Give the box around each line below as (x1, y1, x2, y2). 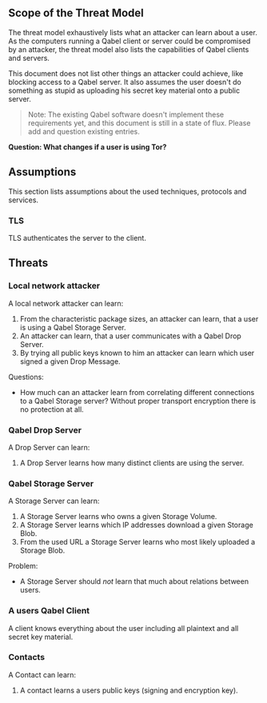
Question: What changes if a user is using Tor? (8, 142, 167, 151)
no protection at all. (19, 404, 84, 414)
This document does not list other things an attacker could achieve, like (8, 68, 244, 78)
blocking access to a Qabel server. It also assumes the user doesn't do (8, 77, 241, 86)
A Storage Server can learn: (8, 496, 100, 506)
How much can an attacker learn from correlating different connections (19, 387, 255, 397)
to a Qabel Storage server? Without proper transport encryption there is (19, 396, 257, 405)
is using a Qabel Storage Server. (19, 322, 126, 332)
